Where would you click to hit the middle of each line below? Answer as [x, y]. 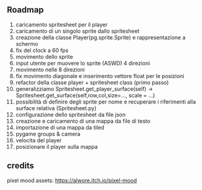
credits [21, 166]
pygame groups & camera [48, 134]
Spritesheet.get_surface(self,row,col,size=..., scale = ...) [85, 95]
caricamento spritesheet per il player [62, 24]
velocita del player [39, 140]
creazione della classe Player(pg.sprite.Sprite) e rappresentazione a [100, 37]
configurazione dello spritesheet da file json [71, 114]
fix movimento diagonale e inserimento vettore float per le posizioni [100, 76]
